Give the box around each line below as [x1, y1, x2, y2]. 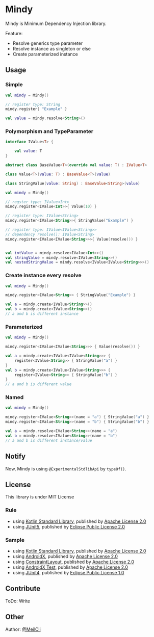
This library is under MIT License [5, 494, 74, 500]
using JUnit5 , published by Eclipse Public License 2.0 [12, 523, 125, 529]
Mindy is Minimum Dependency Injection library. [5, 20, 107, 26]
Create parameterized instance [12, 51, 78, 57]
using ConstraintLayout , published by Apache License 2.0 [12, 559, 134, 565]
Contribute [5, 585, 41, 593]
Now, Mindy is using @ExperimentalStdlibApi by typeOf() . [5, 465, 126, 472]
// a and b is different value [5, 382, 72, 387]
